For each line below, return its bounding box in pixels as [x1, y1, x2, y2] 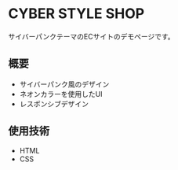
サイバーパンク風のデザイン [19, 79, 110, 89]
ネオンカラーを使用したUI [19, 89, 103, 98]
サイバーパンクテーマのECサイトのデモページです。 [8, 31, 175, 41]
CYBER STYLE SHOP [8, 5, 145, 23]
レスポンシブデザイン [19, 99, 89, 109]
